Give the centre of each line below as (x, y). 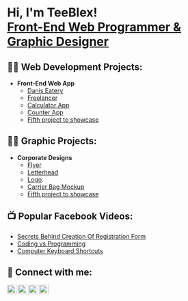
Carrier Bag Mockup (56, 187)
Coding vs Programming (51, 244)
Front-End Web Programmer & (94, 27)
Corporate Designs (44, 157)
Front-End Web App (46, 83)
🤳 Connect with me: (50, 273)
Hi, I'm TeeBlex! (52, 13)
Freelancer (42, 98)
